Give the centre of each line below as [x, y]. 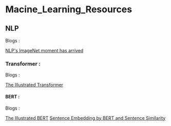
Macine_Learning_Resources [69, 9]
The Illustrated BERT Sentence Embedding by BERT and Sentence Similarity [85, 118]
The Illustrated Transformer [34, 85]
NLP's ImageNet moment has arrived [44, 50]
